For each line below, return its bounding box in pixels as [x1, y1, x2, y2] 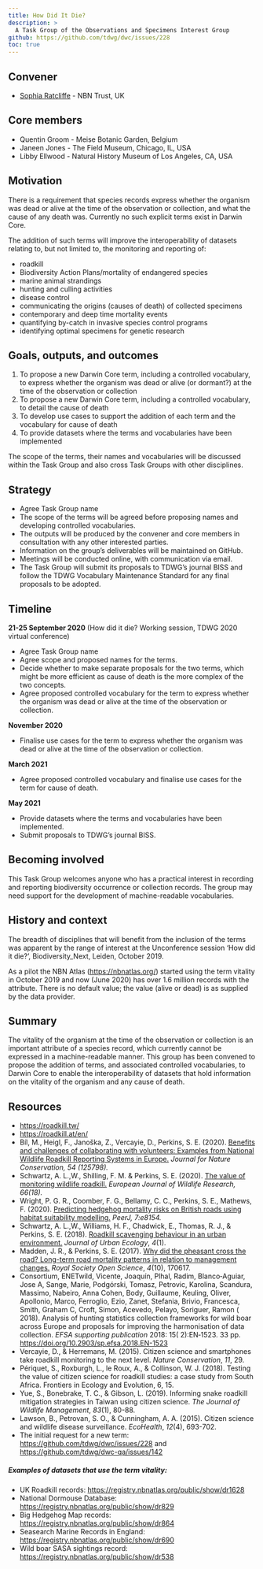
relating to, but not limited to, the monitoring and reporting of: [8, 243, 206, 253]
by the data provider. [8, 992, 76, 1001]
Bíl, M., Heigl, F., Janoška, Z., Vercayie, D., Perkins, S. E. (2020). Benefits [19, 1137, 255, 1147]
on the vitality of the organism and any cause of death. [8, 1077, 185, 1087]
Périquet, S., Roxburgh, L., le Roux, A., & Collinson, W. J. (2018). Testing [19, 1363, 251, 1373]
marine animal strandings [19, 276, 102, 285]
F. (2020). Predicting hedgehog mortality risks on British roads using [19, 1204, 242, 1214]
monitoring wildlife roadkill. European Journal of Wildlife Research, [19, 1179, 236, 1189]
